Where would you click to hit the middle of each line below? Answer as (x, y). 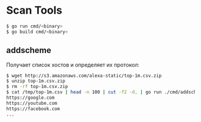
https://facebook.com (33, 109)
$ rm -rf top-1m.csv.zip (37, 87)
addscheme (29, 50)
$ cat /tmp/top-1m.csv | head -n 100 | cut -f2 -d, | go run (84, 92)
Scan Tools (34, 10)
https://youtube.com (32, 103)
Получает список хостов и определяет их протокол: (73, 65)
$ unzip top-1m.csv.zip (36, 81)
